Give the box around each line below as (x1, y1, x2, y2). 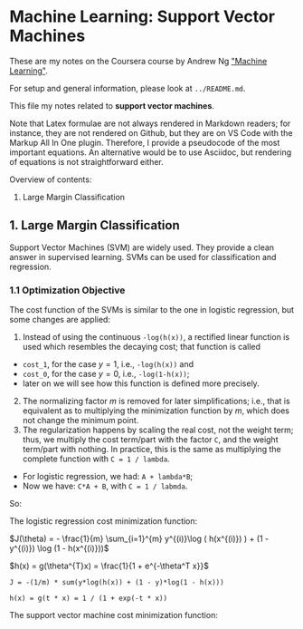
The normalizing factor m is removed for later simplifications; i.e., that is (22, 396, 291, 407)
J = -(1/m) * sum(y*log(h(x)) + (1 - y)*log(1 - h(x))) (9, 578, 224, 587)
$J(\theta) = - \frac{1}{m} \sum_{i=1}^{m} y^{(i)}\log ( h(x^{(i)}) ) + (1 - (9, 533, 270, 545)
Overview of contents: (9, 174, 92, 185)
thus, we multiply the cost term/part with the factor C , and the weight (22, 434, 279, 445)
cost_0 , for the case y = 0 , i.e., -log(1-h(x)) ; (22, 369, 190, 380)
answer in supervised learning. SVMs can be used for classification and (9, 251, 277, 262)
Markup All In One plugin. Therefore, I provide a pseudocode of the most (9, 137, 280, 148)
